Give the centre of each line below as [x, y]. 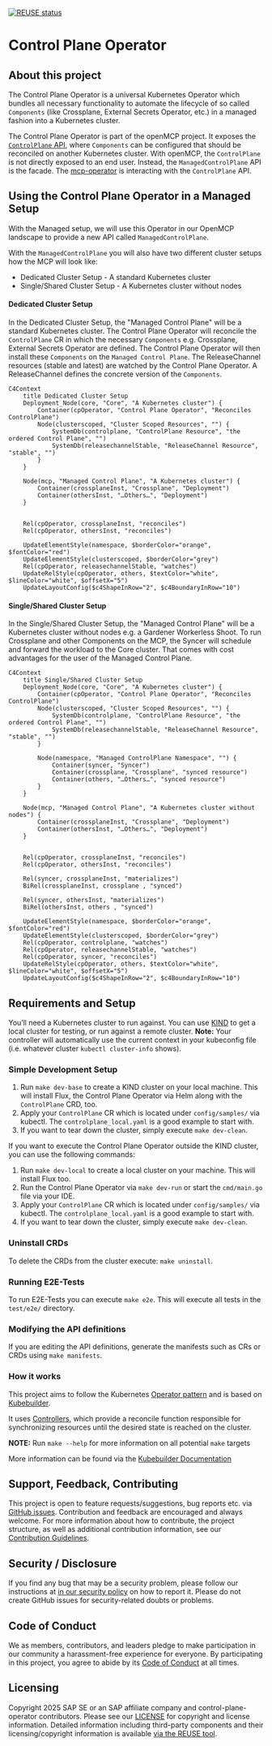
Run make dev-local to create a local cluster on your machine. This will [138, 1170]
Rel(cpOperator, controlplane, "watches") [96, 943]
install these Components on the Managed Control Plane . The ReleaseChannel [135, 357]
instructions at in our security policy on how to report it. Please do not [125, 1592]
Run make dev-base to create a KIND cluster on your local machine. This [139, 1087]
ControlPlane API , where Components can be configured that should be [125, 145]
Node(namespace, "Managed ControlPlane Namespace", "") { [137, 759]
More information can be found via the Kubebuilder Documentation [120, 1458]
